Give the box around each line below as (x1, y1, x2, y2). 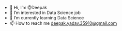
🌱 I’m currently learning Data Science (9, 15, 84, 20)
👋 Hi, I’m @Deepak (9, 5, 47, 10)
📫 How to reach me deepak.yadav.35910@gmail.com (9, 20, 117, 26)
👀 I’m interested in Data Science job (9, 10, 81, 15)
